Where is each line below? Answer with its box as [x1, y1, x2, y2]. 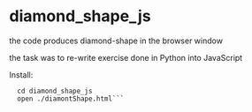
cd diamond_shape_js [17, 86, 93, 95]
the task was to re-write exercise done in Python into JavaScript [9, 52, 243, 63]
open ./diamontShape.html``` [17, 94, 125, 103]
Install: [9, 69, 34, 80]
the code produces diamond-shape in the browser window [9, 35, 224, 46]
